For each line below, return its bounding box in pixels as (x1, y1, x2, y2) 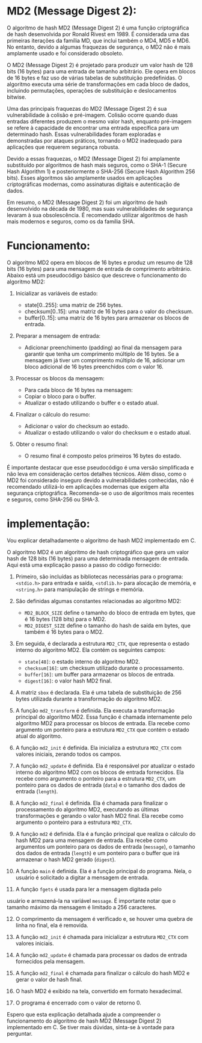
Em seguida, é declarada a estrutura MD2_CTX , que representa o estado (15, 640, 190, 647)
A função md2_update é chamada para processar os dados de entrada (15, 951, 188, 958)
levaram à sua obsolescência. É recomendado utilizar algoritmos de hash (7, 211, 188, 218)
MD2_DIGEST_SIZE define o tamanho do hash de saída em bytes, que (24, 622, 191, 629)
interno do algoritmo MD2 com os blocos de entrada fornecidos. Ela (15, 769, 184, 776)
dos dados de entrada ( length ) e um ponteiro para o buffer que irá (15, 849, 180, 856)
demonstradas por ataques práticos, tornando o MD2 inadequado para (7, 137, 182, 144)
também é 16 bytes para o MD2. (24, 628, 104, 636)
